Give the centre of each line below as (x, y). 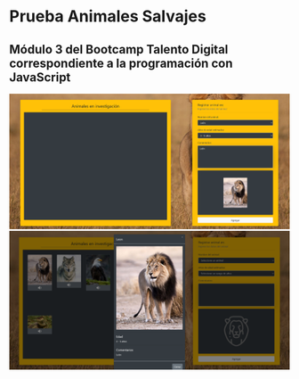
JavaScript (40, 77)
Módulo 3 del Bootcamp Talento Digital (119, 49)
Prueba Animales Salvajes (108, 16)
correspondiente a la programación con (121, 63)
